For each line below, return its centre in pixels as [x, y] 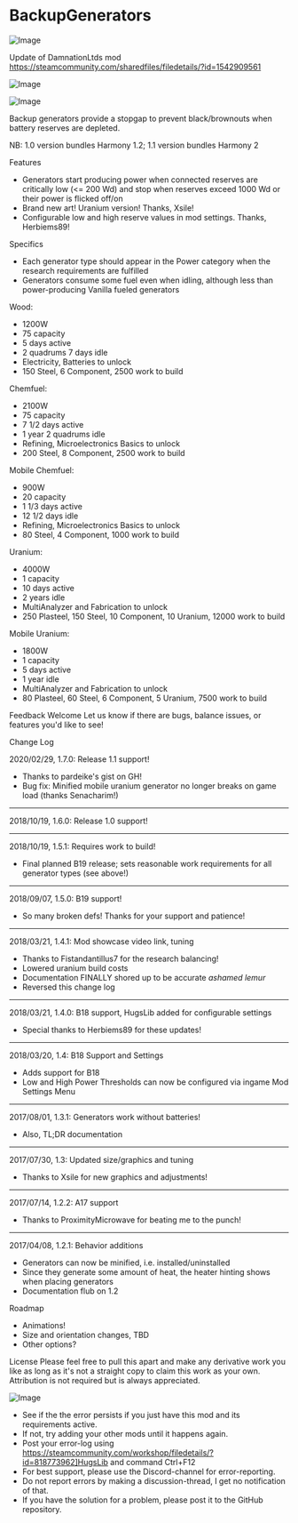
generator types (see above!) [75, 873]
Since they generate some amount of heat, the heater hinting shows [146, 1271]
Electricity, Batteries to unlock [76, 362]
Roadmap [27, 1308]
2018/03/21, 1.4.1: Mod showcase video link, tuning [102, 941]
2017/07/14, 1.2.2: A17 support [64, 1202]
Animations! [44, 1325]
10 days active [48, 588]
